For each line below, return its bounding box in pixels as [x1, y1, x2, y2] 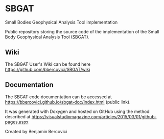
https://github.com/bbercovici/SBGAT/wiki [5, 66, 91, 72]
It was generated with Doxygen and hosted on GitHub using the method [5, 109, 150, 114]
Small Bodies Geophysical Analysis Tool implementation [5, 19, 118, 25]
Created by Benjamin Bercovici [5, 128, 68, 134]
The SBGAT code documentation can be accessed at [5, 94, 112, 100]
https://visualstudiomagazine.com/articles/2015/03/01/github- [31, 113, 157, 119]
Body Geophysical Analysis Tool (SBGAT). [5, 34, 90, 40]
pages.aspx [5, 119, 28, 125]
